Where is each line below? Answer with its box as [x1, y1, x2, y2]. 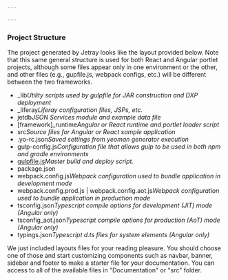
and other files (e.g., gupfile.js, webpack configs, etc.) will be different [7, 71, 207, 79]
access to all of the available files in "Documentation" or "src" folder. [7, 266, 202, 274]
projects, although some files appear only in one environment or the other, [7, 63, 218, 71]
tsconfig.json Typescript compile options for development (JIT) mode [17, 201, 213, 209]
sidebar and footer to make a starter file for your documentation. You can [7, 259, 215, 267]
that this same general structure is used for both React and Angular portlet [7, 56, 218, 64]
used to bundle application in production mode [17, 194, 151, 203]
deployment [17, 98, 52, 107]
